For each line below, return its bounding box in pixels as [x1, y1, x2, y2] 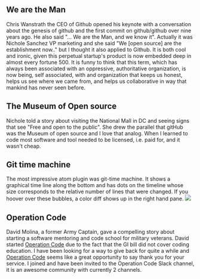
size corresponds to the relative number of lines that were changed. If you [6, 188, 189, 196]
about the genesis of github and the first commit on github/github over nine [6, 27, 192, 34]
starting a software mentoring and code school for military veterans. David [6, 235, 189, 242]
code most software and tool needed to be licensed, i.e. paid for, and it [6, 136, 180, 143]
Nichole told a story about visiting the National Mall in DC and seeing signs [6, 117, 190, 124]
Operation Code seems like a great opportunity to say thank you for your [6, 253, 185, 261]
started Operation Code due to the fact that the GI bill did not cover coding [6, 241, 189, 248]
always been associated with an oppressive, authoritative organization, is [6, 65, 186, 72]
